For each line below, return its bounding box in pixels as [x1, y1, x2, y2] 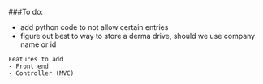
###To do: [8, 7, 43, 16]
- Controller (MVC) [8, 69, 75, 78]
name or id [19, 40, 57, 49]
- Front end [8, 62, 49, 70]
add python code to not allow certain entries [19, 23, 169, 31]
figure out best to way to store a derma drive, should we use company [19, 31, 256, 40]
